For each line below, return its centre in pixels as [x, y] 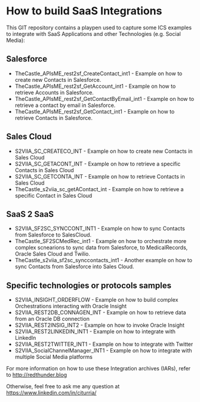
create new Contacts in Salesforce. [58, 79]
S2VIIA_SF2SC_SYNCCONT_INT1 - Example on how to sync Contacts [100, 229]
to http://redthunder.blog [37, 375]
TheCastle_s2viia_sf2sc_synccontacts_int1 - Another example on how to [104, 260]
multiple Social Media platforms [53, 357]
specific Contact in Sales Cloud [53, 195]
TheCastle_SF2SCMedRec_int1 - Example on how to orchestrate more [101, 241]
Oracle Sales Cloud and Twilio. [53, 254]
